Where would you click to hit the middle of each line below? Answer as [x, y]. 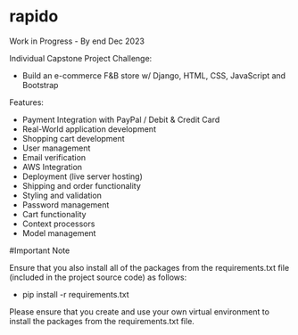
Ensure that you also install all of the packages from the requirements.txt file [149, 267]
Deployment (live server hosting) [82, 176]
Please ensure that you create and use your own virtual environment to [140, 311]
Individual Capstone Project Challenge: [81, 58]
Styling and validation [62, 195]
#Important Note [40, 250]
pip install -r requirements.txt [75, 294]
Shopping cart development [73, 138]
